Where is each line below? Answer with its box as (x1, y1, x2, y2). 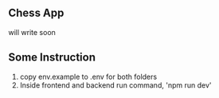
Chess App (8, 6, 65, 20)
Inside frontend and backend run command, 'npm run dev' (19, 80, 212, 90)
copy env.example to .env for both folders (19, 72, 158, 81)
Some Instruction (8, 51, 96, 65)
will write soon (8, 27, 56, 37)
